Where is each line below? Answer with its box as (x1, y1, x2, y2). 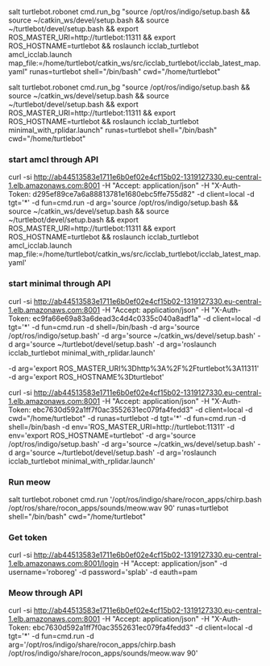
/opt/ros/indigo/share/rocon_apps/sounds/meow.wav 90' (8, 648, 198, 658)
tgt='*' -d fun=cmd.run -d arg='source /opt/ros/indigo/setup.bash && (8, 198, 239, 208)
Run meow (8, 476, 51, 487)
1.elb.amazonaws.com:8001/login (8, 559, 119, 568)
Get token (8, 531, 48, 543)
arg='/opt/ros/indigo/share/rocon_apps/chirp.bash (8, 640, 176, 650)
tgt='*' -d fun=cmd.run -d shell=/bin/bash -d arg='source (8, 322, 200, 331)
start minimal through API (8, 278, 111, 289)
